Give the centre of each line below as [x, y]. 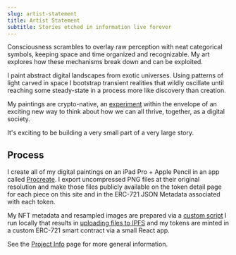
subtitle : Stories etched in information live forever [89, 27]
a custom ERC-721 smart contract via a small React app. [89, 230]
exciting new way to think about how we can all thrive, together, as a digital [116, 112]
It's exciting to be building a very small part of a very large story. [101, 133]
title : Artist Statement [44, 20]
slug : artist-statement [42, 14]
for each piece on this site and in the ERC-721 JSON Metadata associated [114, 194]
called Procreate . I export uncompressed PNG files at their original [104, 180]
